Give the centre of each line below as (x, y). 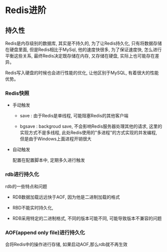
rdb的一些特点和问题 (26, 186)
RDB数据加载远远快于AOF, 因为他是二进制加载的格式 (66, 197)
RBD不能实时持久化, (33, 207)
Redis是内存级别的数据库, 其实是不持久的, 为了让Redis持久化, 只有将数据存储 (83, 43)
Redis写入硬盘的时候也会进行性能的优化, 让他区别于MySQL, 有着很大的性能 (82, 73)
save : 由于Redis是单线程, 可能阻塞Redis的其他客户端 (74, 116)
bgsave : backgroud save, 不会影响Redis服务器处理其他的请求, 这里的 (91, 126)
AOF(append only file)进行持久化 (45, 232)
